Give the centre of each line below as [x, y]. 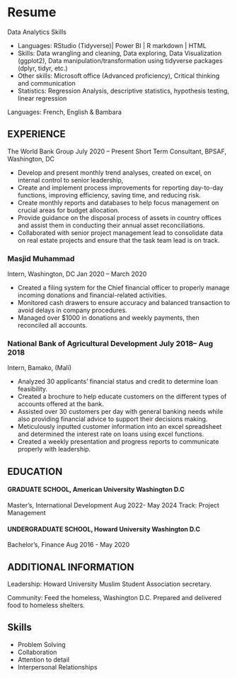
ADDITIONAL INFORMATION [71, 567]
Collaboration [37, 652]
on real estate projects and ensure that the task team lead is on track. [119, 240]
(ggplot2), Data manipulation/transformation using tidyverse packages [120, 60]
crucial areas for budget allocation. [69, 210]
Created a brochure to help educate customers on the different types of [122, 396]
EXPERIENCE [36, 134]
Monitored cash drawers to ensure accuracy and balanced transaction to [124, 303]
